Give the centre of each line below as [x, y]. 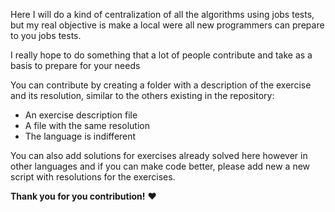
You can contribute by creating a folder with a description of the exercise [161, 85]
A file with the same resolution [87, 125]
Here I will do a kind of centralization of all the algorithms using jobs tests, [162, 14]
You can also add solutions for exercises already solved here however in [159, 155]
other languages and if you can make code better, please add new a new [160, 166]
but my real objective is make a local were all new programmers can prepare [167, 25]
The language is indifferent [80, 136]
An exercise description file [81, 115]
